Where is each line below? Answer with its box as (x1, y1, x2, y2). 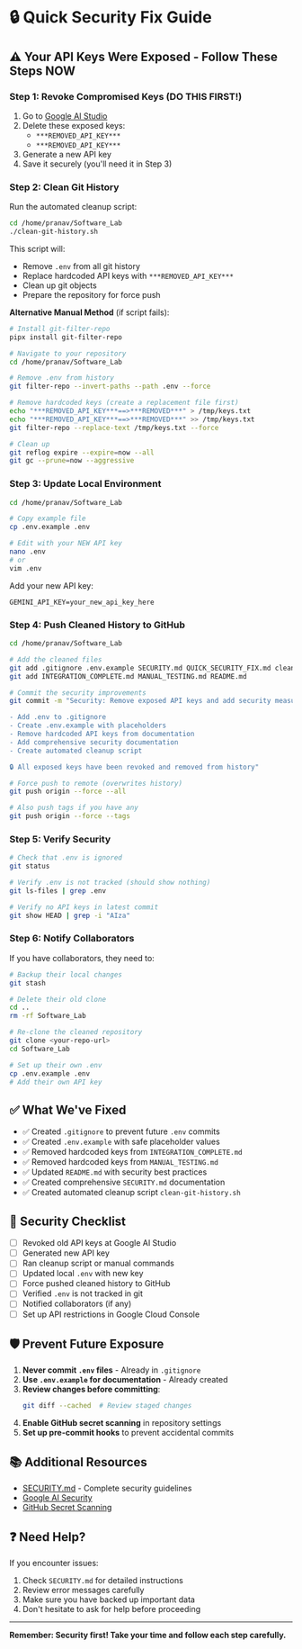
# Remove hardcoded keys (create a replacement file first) (9, 398, 240, 408)
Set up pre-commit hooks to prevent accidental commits (22, 1428, 235, 1438)
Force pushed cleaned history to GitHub (22, 1278, 171, 1289)
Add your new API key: (9, 580, 94, 590)
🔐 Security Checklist (9, 1213, 127, 1229)
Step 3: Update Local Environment (9, 478, 162, 491)
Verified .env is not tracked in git (22, 1288, 144, 1299)
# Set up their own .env (9, 1060, 102, 1069)
